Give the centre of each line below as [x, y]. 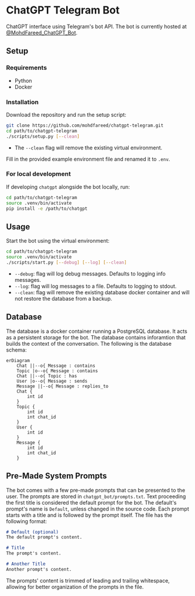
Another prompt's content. [39, 569]
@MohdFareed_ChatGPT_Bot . [42, 32]
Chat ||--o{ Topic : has [47, 376]
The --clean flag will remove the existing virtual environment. [88, 148]
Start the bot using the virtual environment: [58, 241]
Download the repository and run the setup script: [66, 114]
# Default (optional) [32, 532]
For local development [39, 174]
